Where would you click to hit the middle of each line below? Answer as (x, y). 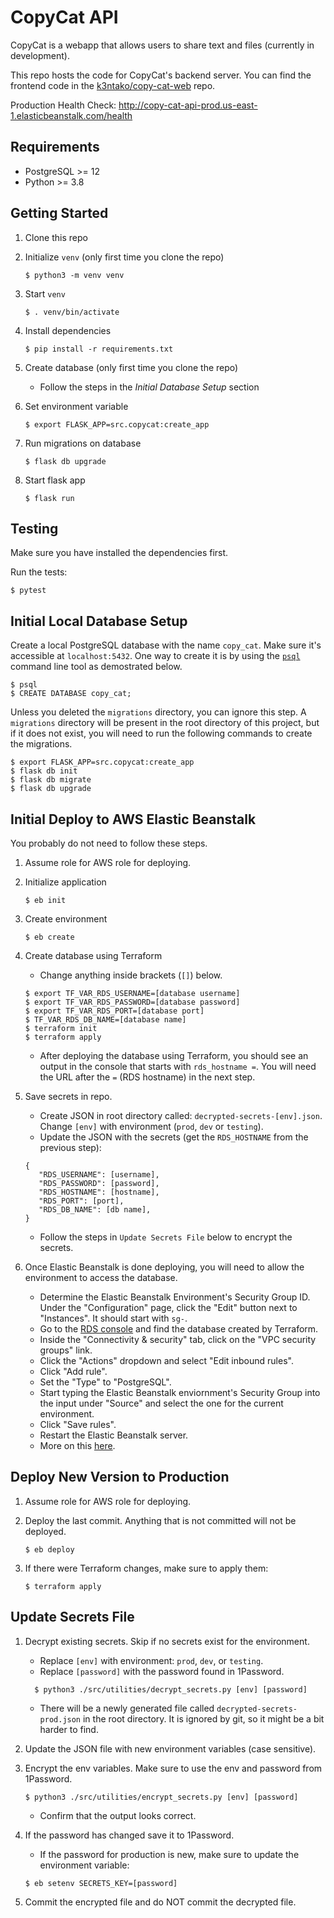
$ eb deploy (49, 1549)
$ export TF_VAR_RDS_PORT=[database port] (114, 1011)
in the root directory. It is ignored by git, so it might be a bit (203, 1718)
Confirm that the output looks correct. (118, 1815)
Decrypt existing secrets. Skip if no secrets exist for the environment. (167, 1641)
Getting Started (59, 213)
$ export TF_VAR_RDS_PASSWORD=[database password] (132, 1002)
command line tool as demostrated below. (96, 667)
